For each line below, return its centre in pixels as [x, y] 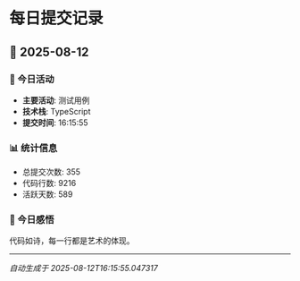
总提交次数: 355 [51, 172]
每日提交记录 [57, 18]
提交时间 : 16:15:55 [55, 123]
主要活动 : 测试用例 [56, 100]
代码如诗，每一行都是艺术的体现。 [72, 241]
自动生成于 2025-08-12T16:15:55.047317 [83, 268]
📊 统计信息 [33, 148]
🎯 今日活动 [32, 79]
